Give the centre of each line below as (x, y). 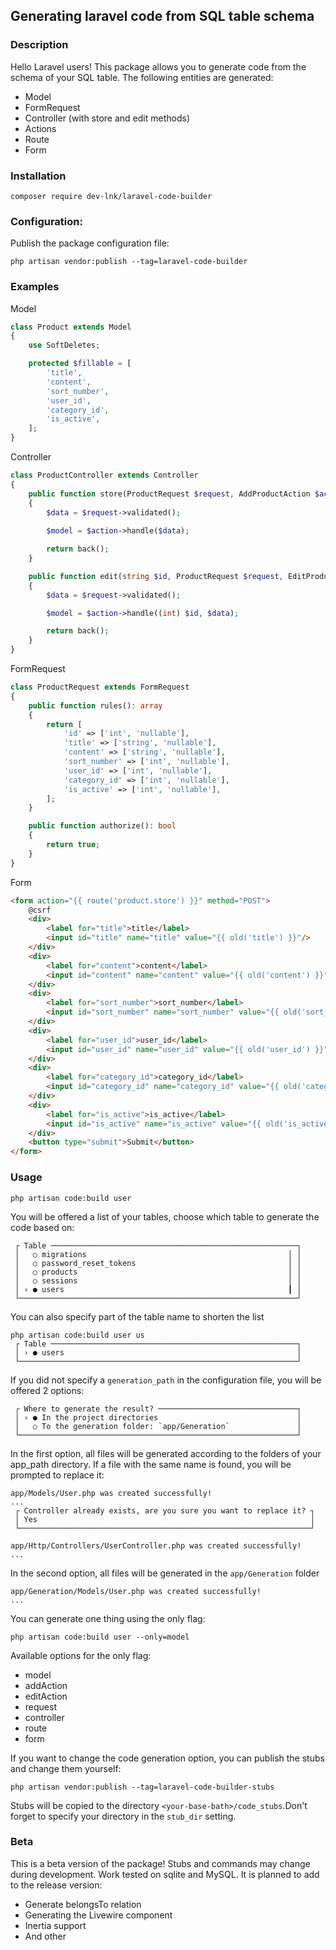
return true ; (73, 845)
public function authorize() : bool (102, 826)
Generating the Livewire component (98, 1915)
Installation (38, 176)
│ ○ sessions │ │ (158, 1280)
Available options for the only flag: (81, 1655)
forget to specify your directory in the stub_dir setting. (123, 1816)
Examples (35, 287)
